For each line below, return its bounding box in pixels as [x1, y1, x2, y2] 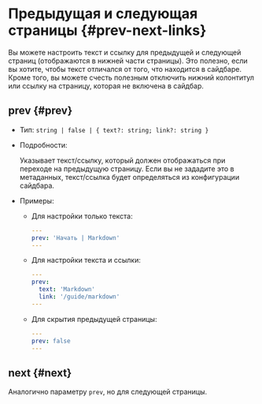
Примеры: [19, 196, 54, 205]
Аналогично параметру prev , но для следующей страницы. [8, 387, 208, 397]
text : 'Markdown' [38, 286, 96, 294]
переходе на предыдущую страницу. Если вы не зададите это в [19, 163, 234, 174]
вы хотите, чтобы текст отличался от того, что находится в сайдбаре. [8, 64, 242, 73]
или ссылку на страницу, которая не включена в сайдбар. [8, 80, 205, 91]
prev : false [31, 337, 71, 345]
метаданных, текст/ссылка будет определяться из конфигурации [19, 172, 240, 181]
